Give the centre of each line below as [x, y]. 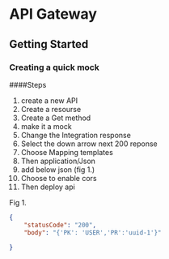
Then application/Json [58, 161]
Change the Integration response [76, 135]
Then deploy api [48, 187]
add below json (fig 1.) [58, 169]
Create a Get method [56, 118]
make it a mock [46, 126]
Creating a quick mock [54, 67]
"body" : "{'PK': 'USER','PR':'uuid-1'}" [93, 232]
